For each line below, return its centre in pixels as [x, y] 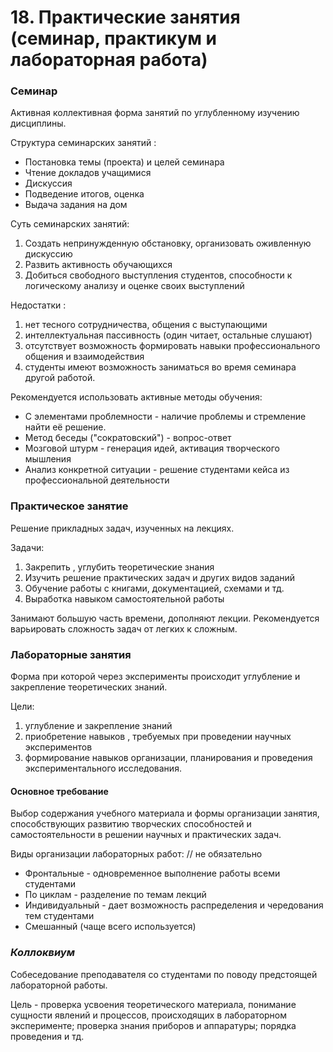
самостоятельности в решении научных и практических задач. [146, 835]
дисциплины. [38, 123]
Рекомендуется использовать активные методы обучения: [136, 397]
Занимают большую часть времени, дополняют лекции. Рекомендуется [165, 618]
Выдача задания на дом [76, 205]
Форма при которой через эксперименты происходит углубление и [155, 677]
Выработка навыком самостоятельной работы [124, 598]
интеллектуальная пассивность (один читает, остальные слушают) [168, 335]
